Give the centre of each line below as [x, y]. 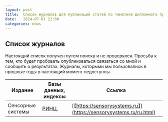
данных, [54, 90]
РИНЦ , [50, 109]
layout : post [19, 10]
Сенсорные [22, 106]
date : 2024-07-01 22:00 [32, 19]
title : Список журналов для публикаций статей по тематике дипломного [81, 14]
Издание [23, 90]
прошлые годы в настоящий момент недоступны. [58, 72]
